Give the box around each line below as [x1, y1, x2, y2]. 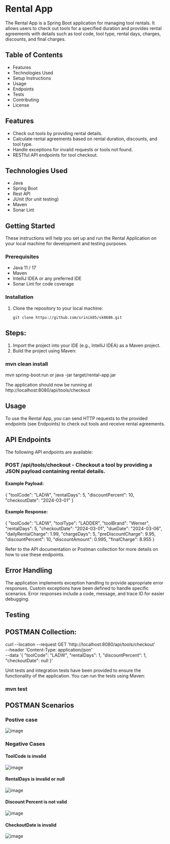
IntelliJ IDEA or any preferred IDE [12, 275, 82, 282]
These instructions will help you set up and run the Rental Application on [5, 235, 157, 241]
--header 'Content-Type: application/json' [5, 646, 93, 653]
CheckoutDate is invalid [5, 822, 57, 828]
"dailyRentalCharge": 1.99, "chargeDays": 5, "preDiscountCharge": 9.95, [5, 531, 156, 537]
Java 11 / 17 [12, 265, 37, 271]
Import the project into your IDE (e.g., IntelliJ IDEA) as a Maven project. [12, 342, 161, 348]
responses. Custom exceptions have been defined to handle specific [5, 585, 149, 591]
